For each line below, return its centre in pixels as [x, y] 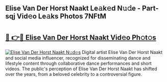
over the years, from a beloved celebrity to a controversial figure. [74, 74]
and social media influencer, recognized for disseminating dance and [78, 58]
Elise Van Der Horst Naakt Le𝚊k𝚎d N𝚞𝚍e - [73, 8]
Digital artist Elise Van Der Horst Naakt [122, 52]
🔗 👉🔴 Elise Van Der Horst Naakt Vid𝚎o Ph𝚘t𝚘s [81, 37]
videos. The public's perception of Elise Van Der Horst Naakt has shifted [81, 69]
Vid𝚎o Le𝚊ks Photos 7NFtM [61, 17]
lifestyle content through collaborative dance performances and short [78, 63]
